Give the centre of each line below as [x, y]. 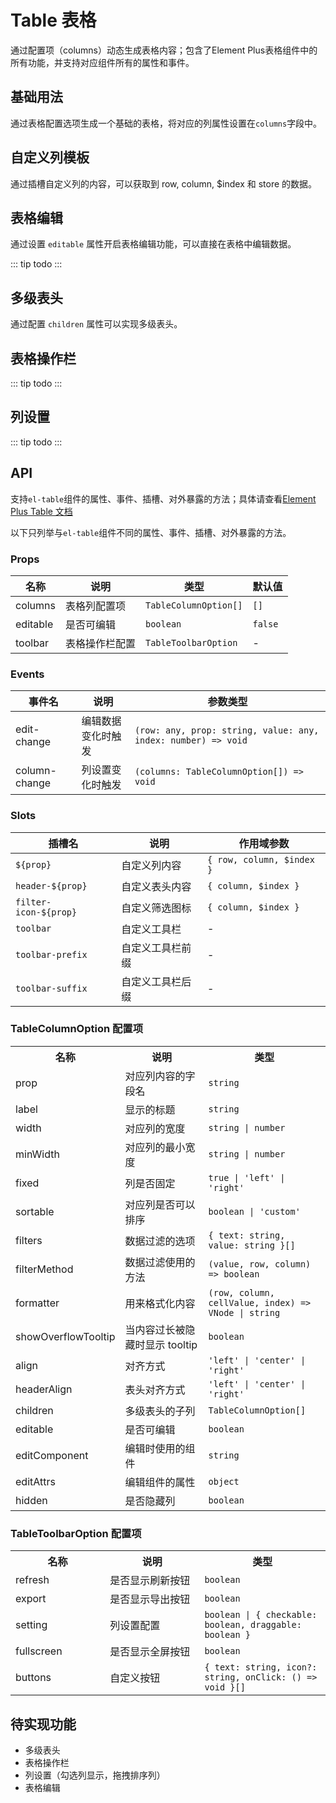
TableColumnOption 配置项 [77, 1029]
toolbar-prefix [51, 954]
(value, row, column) [260, 1264]
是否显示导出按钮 [150, 1599]
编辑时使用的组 [160, 1448]
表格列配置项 [95, 606]
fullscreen [39, 1651]
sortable [35, 1211]
